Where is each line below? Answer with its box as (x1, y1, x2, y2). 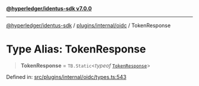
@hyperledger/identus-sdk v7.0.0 (6, 5, 92, 12)
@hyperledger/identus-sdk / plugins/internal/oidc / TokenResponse (6, 22, 171, 29)
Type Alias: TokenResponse (6, 42, 146, 56)
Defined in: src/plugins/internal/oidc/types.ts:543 (6, 73, 127, 80)
